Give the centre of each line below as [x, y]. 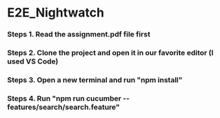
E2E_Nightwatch [56, 13]
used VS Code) [33, 61]
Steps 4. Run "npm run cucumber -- [68, 98]
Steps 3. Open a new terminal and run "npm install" [95, 79]
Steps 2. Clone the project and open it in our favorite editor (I [110, 53]
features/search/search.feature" [63, 107]
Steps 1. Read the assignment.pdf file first [79, 35]
